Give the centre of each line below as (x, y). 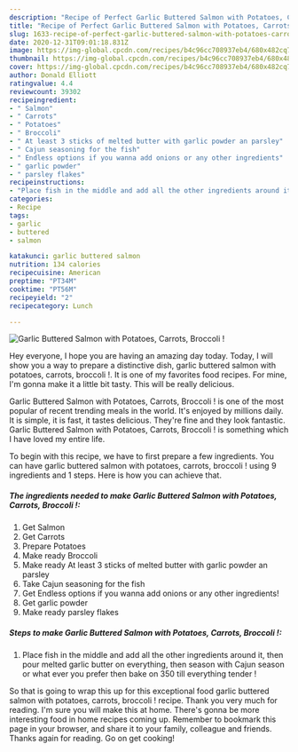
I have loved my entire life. (57, 439)
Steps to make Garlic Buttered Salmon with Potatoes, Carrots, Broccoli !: (145, 632)
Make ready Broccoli (60, 556)
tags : (19, 215)
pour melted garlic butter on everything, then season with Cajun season (153, 665)
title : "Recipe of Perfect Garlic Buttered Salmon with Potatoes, (134, 26)
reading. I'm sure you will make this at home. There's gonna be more (134, 710)
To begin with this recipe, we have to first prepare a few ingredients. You (142, 456)
